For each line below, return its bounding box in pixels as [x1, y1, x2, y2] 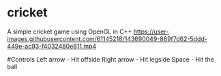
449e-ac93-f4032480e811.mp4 [7, 42, 97, 50]
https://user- [133, 27, 169, 36]
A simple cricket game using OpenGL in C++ [7, 27, 132, 36]
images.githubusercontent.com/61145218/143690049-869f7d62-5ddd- [7, 34, 208, 42]
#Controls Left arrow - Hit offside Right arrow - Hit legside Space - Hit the [7, 55, 215, 63]
